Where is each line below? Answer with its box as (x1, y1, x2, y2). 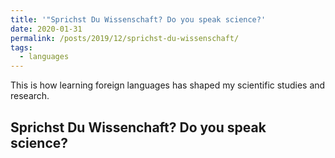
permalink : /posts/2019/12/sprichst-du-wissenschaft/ (10, 33, 240, 43)
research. (10, 90, 50, 102)
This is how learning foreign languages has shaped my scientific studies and (10, 79, 326, 91)
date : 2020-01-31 (10, 24, 83, 34)
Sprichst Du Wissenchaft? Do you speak (10, 119, 267, 136)
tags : (10, 42, 33, 53)
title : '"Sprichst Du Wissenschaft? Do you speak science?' (10, 14, 267, 25)
